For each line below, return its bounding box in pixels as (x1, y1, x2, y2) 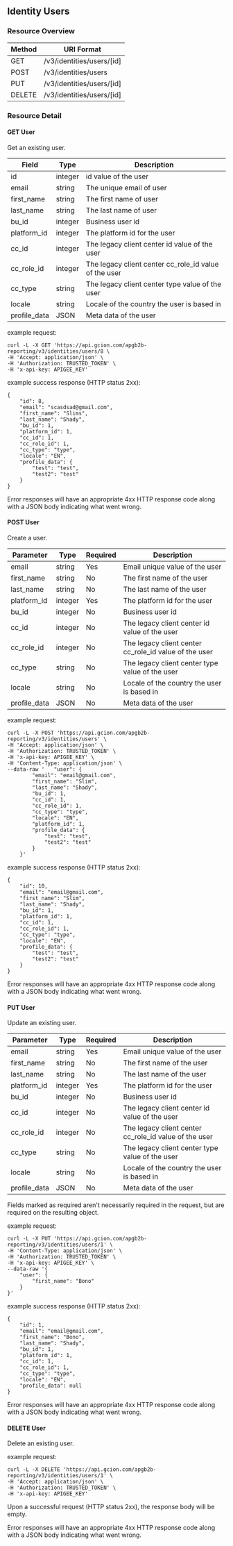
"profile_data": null (19, 1382, 82, 1390)
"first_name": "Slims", (19, 410, 89, 417)
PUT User (7, 1003, 36, 1011)
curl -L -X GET (7, 342, 51, 349)
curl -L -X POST (7, 729, 54, 737)
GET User (7, 128, 35, 136)
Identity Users (7, 6, 70, 17)
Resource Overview (7, 26, 75, 36)
